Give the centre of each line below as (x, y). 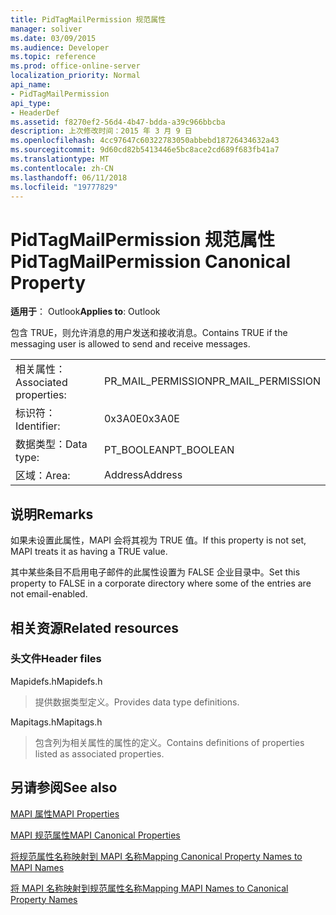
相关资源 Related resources (95, 627)
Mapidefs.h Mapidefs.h (56, 681)
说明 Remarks (52, 514)
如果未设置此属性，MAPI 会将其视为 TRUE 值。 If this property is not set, (158, 540)
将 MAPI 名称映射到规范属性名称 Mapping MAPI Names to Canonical (149, 888)
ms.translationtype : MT (60, 159)
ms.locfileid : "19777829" (64, 187)
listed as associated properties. (99, 753)
